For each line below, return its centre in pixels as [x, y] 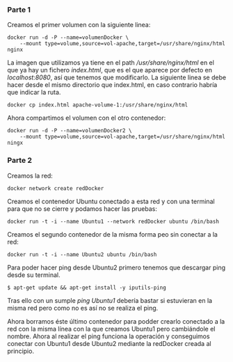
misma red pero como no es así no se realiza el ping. [83, 308]
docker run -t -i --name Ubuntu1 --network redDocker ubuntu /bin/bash [113, 221]
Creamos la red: [30, 175]
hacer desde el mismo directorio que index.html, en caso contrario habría [112, 85]
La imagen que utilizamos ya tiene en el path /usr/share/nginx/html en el [111, 63]
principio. [21, 351]
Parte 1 [19, 10]
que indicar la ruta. [34, 93]
